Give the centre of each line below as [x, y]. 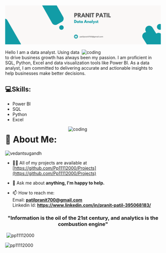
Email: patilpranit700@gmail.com [47, 200]
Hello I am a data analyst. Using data [42, 52]
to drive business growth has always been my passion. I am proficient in [79, 58]
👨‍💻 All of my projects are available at [50, 163]
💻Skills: [18, 89]
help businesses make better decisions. [45, 73]
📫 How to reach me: [33, 193]
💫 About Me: [31, 139]
